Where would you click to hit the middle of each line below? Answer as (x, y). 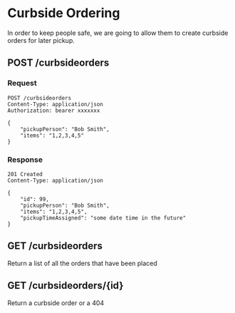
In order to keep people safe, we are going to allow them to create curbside (118, 33)
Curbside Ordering (64, 13)
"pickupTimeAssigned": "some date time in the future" (103, 218)
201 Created (25, 174)
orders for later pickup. (41, 40)
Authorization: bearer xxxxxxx (54, 111)
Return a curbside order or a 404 (56, 303)
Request (22, 83)
